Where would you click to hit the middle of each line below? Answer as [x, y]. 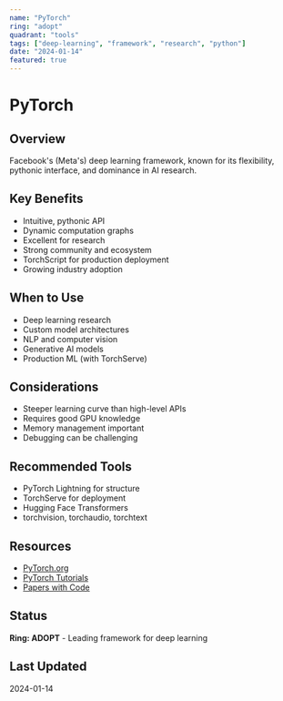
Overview [38, 139]
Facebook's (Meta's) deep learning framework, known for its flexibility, [142, 161]
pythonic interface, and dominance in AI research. [103, 170]
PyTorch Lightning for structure [81, 489]
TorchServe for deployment [74, 498]
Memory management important [83, 428]
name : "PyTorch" [40, 18]
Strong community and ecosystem [87, 249]
